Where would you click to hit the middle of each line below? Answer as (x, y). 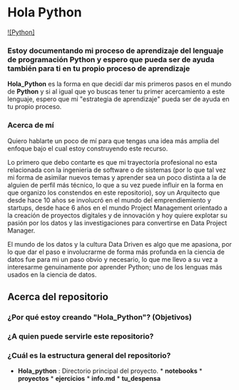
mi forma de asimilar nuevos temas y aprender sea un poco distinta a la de (117, 177)
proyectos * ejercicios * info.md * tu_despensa (89, 379)
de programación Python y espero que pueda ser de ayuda (111, 59)
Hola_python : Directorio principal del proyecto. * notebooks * (110, 371)
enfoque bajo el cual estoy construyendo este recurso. (88, 148)
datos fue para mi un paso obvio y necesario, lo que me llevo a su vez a (113, 259)
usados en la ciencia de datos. (52, 274)
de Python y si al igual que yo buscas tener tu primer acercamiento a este (116, 92)
